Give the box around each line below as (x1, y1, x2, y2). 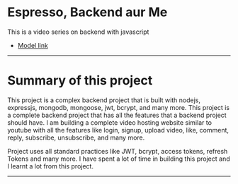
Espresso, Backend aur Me (7, 4, 168, 20)
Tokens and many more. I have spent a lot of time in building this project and (7, 154, 230, 163)
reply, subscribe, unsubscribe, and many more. (7, 133, 145, 142)
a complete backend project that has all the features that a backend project (7, 111, 227, 119)
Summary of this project (7, 73, 153, 89)
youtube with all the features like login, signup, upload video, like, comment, (7, 125, 229, 134)
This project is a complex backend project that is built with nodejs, (7, 96, 200, 104)
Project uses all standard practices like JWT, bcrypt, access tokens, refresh (7, 147, 228, 155)
